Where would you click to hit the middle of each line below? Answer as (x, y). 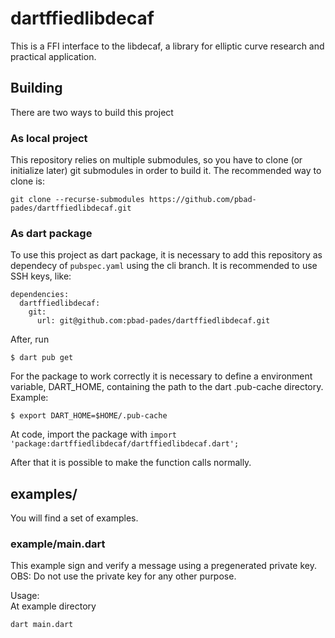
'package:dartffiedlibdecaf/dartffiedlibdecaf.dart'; (125, 444)
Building (36, 88)
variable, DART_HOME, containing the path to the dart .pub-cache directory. (167, 387)
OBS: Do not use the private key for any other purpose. (123, 576)
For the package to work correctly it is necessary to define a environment (161, 376)
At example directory (53, 606)
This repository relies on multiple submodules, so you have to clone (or (156, 160)
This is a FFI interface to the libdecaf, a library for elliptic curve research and (167, 46)
